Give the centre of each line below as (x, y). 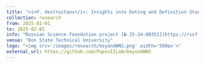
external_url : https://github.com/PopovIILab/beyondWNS (79, 52)
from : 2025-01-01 (28, 23)
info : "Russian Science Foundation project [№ (67, 35)
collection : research (34, 18)
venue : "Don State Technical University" (60, 40)
